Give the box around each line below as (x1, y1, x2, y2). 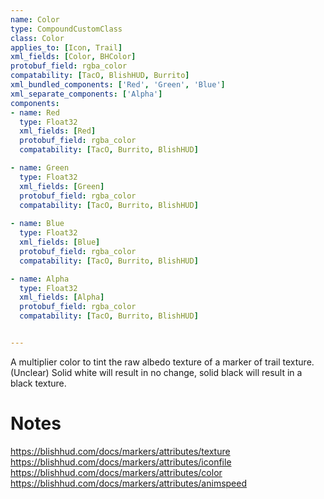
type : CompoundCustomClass (10, 24, 123, 34)
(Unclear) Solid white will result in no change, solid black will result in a (10, 366, 303, 378)
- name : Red (10, 107, 60, 118)
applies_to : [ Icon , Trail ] (10, 42, 123, 53)
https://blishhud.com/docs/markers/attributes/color (10, 466, 223, 478)
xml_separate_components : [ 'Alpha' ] (10, 89, 163, 99)
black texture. (10, 377, 67, 389)
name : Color (10, 14, 60, 25)
